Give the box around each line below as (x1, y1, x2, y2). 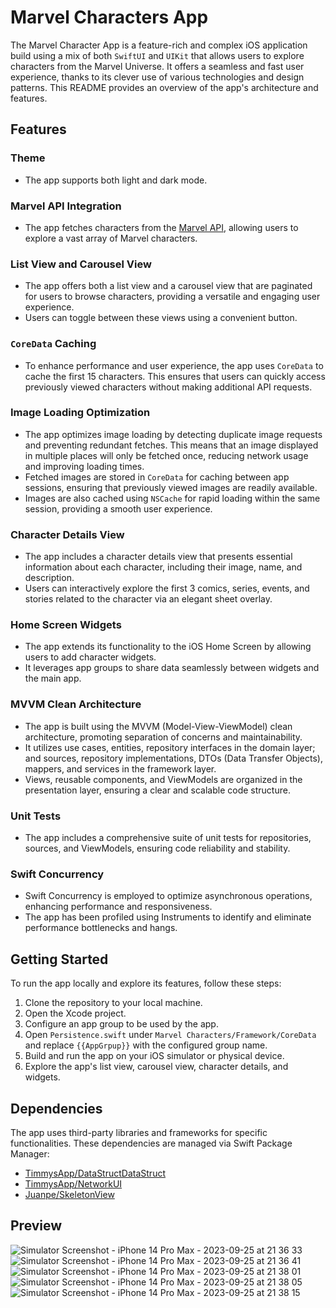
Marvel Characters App (10, 6, 209, 29)
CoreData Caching (10, 337, 97, 351)
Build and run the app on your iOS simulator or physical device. (24, 1050, 285, 1062)
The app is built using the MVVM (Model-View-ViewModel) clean (24, 720, 293, 732)
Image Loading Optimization (10, 406, 151, 420)
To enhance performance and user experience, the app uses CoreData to (24, 359, 324, 371)
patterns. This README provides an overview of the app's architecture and (10, 81, 319, 93)
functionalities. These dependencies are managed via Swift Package (10, 1137, 293, 1149)
